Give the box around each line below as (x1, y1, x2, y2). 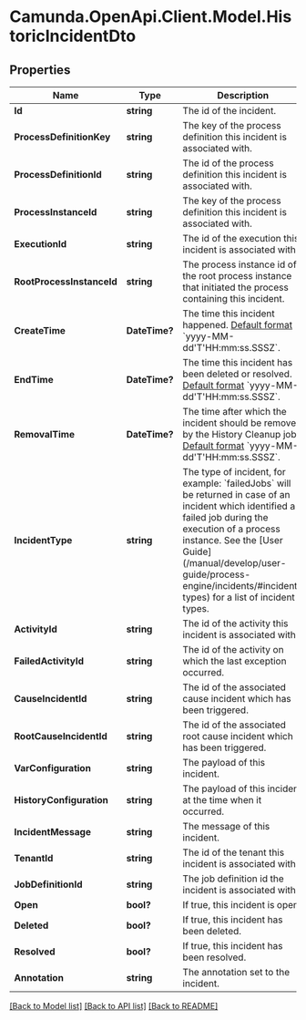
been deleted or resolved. (182, 367, 293, 380)
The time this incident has (182, 356, 293, 368)
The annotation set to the (182, 966, 291, 978)
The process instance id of (182, 258, 298, 271)
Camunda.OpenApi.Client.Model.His (9, 6, 292, 27)
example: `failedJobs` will (182, 477, 291, 489)
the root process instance (182, 270, 292, 282)
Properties (9, 62, 71, 77)
